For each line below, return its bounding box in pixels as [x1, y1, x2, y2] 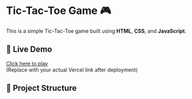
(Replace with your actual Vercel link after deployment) [6, 66, 138, 73]
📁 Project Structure [6, 83, 77, 93]
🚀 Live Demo [6, 45, 53, 54]
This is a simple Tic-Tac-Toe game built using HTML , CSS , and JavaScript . [6, 27, 187, 35]
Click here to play [6, 60, 48, 67]
